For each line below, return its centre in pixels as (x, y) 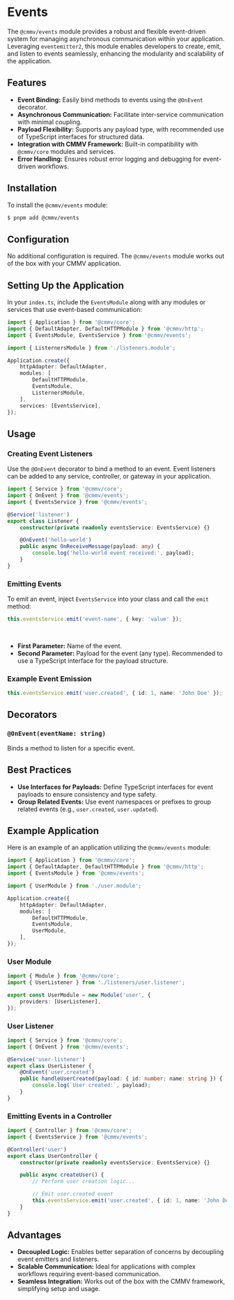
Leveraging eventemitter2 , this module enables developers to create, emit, (114, 46)
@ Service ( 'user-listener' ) (46, 1059)
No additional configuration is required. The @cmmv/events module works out (116, 256)
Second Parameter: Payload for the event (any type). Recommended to (120, 653)
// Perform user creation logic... (84, 1182)
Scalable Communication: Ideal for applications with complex (107, 1267)
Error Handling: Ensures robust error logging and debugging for (109, 159)
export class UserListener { (49, 1066)
